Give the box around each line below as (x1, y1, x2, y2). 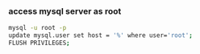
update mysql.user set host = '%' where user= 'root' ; (8, 31, 194, 39)
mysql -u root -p (8, 24, 67, 32)
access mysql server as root (8, 6, 122, 17)
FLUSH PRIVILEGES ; (8, 39, 70, 48)
